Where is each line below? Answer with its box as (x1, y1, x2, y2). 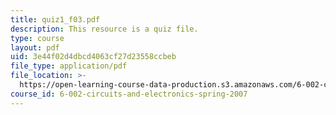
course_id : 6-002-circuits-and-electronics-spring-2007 (10, 89, 248, 99)
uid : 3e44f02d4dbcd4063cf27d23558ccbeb (10, 52, 177, 62)
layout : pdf (10, 42, 60, 53)
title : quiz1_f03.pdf (10, 14, 101, 25)
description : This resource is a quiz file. (10, 24, 199, 34)
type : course (10, 33, 65, 43)
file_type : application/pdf (10, 61, 128, 71)
